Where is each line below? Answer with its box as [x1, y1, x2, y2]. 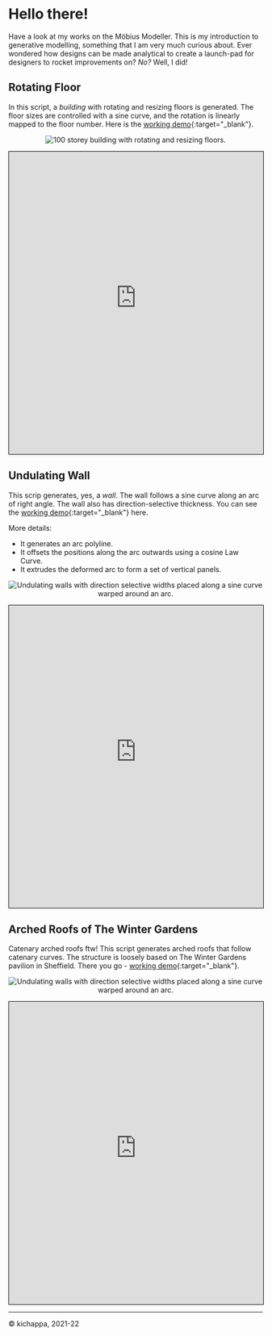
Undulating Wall [8, 469, 90, 482]
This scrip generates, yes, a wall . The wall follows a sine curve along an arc [8, 490, 260, 500]
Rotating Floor [8, 81, 82, 94]
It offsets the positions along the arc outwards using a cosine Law [19, 547, 240, 557]
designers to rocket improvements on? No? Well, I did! [8, 57, 188, 67]
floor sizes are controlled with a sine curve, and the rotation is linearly [8, 111, 241, 120]
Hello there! [8, 5, 89, 23]
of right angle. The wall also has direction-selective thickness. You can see [8, 499, 257, 508]
